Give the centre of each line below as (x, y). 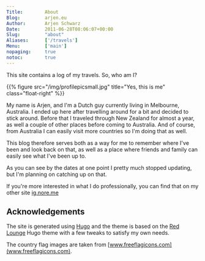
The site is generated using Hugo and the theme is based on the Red (93, 226)
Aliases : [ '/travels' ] (42, 40)
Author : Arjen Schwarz (43, 23)
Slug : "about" (35, 35)
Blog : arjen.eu (37, 18)
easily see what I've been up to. (47, 156)
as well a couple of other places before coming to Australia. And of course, (101, 124)
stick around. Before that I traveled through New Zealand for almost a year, (100, 118)
